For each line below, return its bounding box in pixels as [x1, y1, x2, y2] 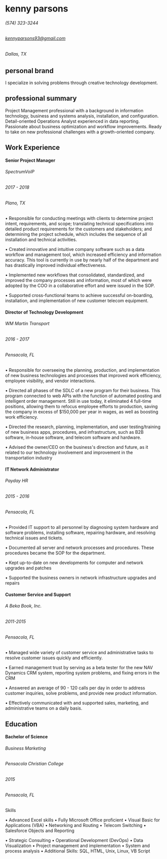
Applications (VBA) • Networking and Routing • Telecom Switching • [5, 822, 146, 828]
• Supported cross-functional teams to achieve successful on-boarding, [5, 293, 154, 299]
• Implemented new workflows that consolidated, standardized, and [5, 272, 145, 278]
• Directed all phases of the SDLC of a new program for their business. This [5, 388, 161, 394]
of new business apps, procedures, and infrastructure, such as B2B [5, 429, 144, 435]
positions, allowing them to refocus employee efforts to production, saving [5, 404, 158, 410]
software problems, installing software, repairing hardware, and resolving [5, 529, 156, 536]
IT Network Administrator [5, 466, 59, 472]
